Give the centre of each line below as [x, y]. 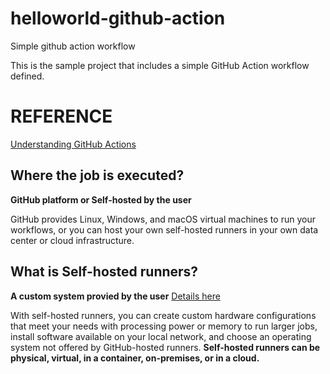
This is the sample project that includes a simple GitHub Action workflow [160, 65]
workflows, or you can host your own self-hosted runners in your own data [164, 229]
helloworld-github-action [118, 18]
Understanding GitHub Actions [73, 144]
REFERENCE [61, 116]
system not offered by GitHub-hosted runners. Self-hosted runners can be [165, 347]
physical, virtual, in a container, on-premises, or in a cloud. [135, 358]
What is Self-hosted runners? [104, 272]
